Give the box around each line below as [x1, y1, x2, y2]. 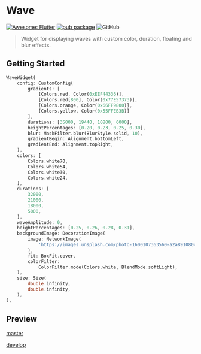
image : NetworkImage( [28, 236, 82, 243]
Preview [6, 314, 38, 324]
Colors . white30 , [28, 169, 68, 176]
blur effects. [20, 41, 51, 49]
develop [6, 341, 26, 349]
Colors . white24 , [28, 175, 68, 181]
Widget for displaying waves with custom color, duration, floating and [20, 35, 193, 42]
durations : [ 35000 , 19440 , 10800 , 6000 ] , [28, 119, 133, 125]
